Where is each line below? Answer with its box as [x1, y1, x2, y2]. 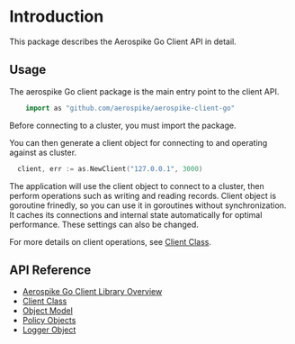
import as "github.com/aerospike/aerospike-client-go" [25, 104, 236, 113]
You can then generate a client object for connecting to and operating [9, 137, 268, 148]
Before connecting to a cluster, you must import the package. [9, 120, 237, 131]
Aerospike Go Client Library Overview [22, 286, 163, 297]
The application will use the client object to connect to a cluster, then [9, 180, 265, 191]
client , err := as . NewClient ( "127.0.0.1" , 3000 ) [17, 164, 203, 173]
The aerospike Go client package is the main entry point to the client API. [9, 86, 280, 96]
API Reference [9, 262, 92, 277]
